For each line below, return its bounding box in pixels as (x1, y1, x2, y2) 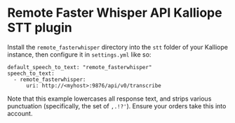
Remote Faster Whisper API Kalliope (7, 5, 222, 21)
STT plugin (7, 20, 72, 36)
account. (7, 109, 33, 117)
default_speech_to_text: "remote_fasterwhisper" (7, 64, 152, 71)
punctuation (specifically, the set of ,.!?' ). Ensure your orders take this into (7, 101, 227, 110)
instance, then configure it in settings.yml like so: (7, 50, 152, 59)
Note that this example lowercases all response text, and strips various (7, 94, 212, 103)
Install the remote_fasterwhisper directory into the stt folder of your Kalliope (7, 43, 228, 51)
